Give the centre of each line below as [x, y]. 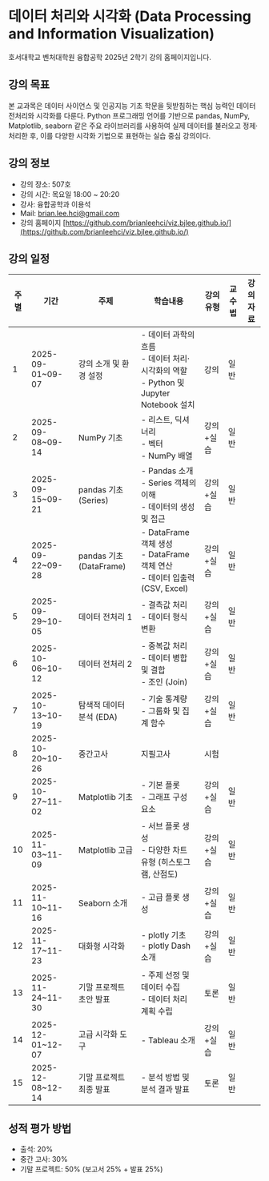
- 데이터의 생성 [168, 507]
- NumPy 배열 [167, 456]
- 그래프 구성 [164, 797]
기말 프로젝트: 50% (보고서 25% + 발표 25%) [91, 1169]
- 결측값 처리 [164, 605]
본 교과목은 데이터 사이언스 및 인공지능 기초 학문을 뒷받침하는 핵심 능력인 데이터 [132, 106]
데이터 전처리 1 [106, 617]
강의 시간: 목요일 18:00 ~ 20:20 [70, 194]
